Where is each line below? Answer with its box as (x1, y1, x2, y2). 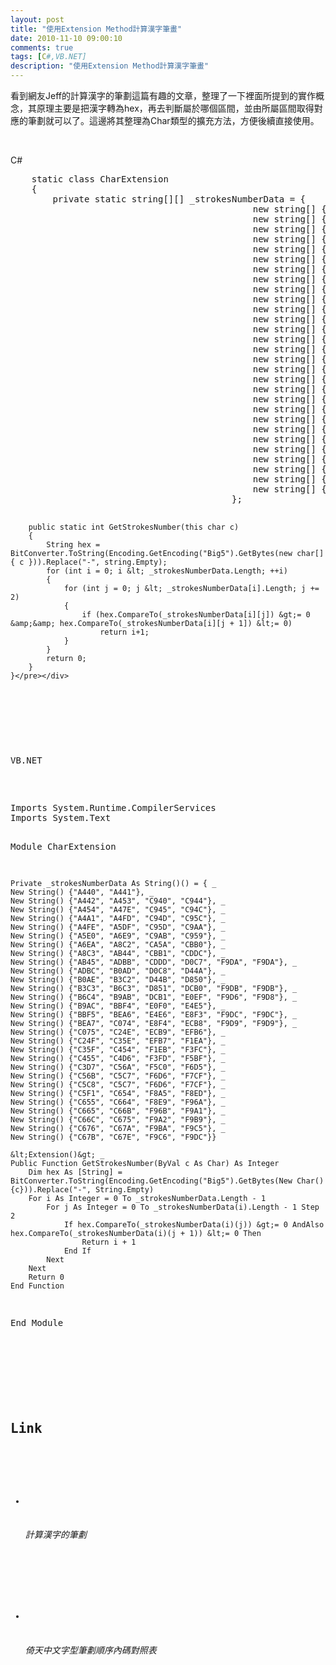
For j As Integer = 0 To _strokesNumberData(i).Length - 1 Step (46, 1202, 320, 1212)
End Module (10, 1317, 64, 1328)
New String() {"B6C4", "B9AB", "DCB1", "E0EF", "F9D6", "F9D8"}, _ (10, 992, 298, 1002)
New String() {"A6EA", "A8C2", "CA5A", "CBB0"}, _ (10, 940, 226, 950)
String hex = (46, 540, 101, 550)
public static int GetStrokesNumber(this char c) (28, 522, 240, 532)
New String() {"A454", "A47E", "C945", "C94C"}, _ (10, 905, 226, 915)
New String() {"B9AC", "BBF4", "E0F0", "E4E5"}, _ (10, 1001, 226, 1011)
